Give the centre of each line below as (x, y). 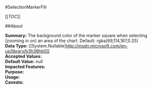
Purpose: (15, 72)
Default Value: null (24, 61)
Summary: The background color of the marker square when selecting (76, 35)
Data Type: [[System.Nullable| (36, 46)
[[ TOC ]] (13, 16)
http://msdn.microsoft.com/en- (97, 46)
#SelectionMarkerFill (26, 7)
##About (14, 26)
